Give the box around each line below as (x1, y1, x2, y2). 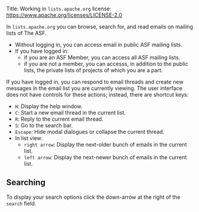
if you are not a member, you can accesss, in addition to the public (23, 60, 189, 67)
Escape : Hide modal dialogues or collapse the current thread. (14, 129, 165, 135)
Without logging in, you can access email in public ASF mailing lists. (14, 41, 183, 48)
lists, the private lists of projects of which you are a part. (23, 67, 163, 74)
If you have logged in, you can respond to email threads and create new (6, 78, 184, 85)
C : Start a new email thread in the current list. (14, 109, 126, 116)
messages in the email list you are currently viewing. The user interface (6, 85, 183, 92)
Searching (6, 177, 46, 188)
